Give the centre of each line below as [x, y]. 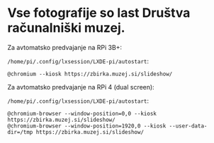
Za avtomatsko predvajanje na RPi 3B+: [65, 47]
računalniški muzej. [66, 28]
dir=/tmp [20, 132]
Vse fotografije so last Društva [99, 13]
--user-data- [188, 126]
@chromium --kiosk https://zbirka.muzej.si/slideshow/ [90, 74]
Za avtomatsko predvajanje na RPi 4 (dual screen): [81, 87]
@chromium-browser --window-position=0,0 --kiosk [82, 113]
